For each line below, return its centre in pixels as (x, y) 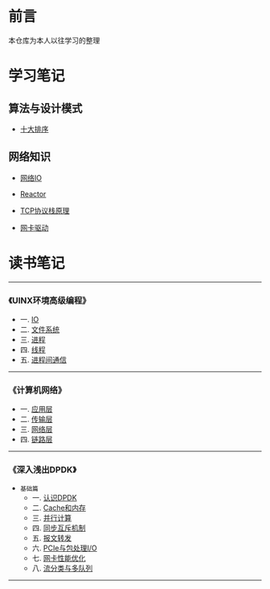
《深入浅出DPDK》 (43, 470)
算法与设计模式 (45, 108)
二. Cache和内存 (59, 508)
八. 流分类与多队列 (62, 568)
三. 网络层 (36, 429)
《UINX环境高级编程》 (49, 301)
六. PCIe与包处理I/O (65, 548)
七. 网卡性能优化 (59, 558)
